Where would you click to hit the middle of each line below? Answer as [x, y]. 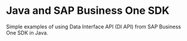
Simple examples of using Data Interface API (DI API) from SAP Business [93, 27]
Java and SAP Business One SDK [88, 11]
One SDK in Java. [27, 32]
